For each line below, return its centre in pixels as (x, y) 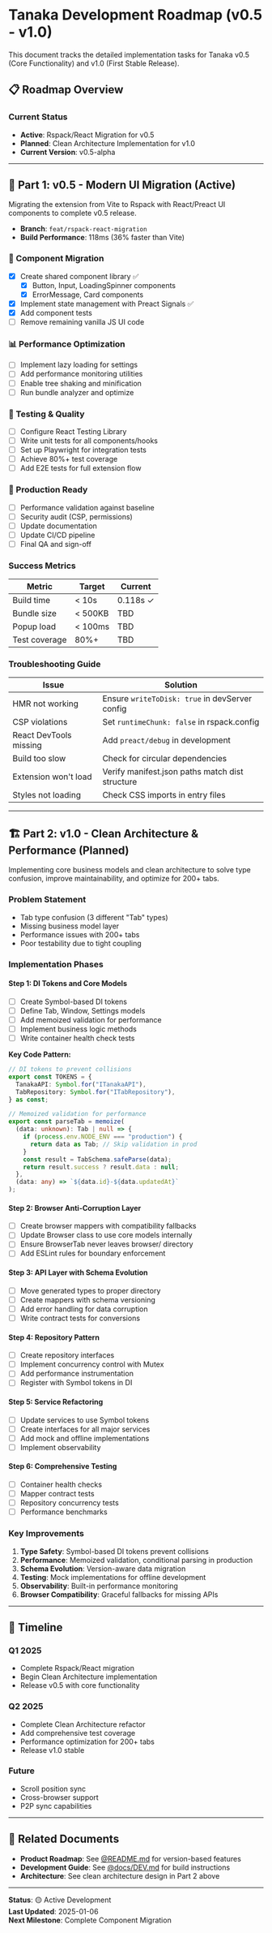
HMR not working (46, 704)
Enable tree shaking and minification (81, 383)
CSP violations (40, 722)
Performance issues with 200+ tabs (80, 934)
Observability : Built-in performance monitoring (99, 1586)
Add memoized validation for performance (91, 1019)
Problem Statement (47, 900)
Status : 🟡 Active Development (60, 1900)
